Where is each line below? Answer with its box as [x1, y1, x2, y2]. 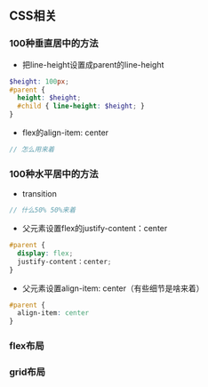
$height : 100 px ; [9, 77, 69, 86]
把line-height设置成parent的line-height [21, 59, 164, 69]
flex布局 [9, 340, 44, 352]
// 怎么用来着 [9, 145, 55, 154]
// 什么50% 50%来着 [9, 206, 76, 215]
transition [21, 189, 58, 199]
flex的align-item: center [21, 127, 109, 138]
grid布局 [9, 366, 46, 378]
